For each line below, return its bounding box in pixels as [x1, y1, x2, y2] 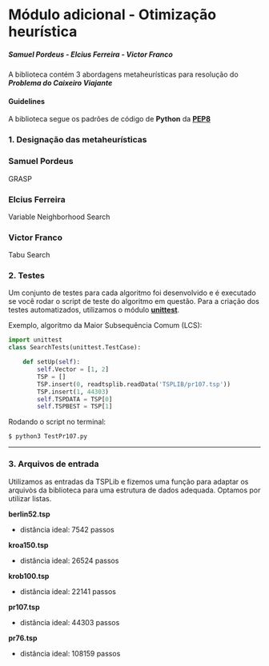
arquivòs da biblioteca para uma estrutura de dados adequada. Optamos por [8, 485, 261, 495]
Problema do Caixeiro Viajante [8, 78, 113, 88]
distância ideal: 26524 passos [19, 556, 119, 565]
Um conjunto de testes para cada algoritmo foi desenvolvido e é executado [8, 288, 256, 297]
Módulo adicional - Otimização [8, 6, 217, 24]
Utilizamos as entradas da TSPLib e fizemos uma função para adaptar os [8, 477, 249, 486]
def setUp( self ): [22, 358, 81, 366]
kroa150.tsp [8, 540, 49, 549]
